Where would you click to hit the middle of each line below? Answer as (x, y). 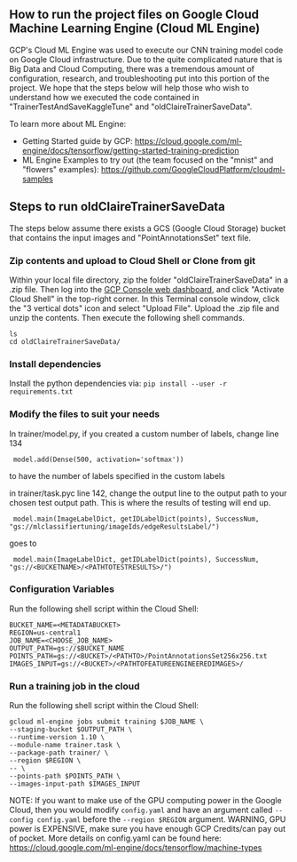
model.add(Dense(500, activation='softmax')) (98, 459)
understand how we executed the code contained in (104, 97)
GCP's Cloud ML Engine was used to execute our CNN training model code (146, 50)
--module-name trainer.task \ (65, 746)
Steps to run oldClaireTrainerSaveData (117, 207)
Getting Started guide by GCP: (77, 140)
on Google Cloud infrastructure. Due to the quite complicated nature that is (146, 59)
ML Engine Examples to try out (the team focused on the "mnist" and (148, 160)
